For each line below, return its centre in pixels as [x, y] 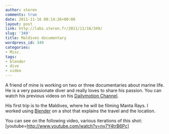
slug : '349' [18, 33]
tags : [11, 57]
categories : [18, 47]
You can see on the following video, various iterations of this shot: [74, 121]
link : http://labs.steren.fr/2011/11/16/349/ [54, 29]
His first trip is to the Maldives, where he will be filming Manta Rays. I [77, 106]
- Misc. [13, 52]
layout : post [19, 24]
